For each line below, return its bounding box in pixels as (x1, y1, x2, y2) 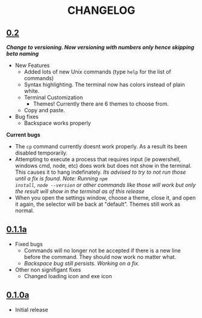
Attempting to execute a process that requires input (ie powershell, (14, 156, 181, 163)
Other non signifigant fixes (14, 266, 81, 273)
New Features (14, 62, 50, 69)
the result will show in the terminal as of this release (14, 188, 145, 195)
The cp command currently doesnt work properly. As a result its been (14, 143, 188, 150)
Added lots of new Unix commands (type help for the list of (24, 68, 172, 75)
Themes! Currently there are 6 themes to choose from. (33, 100, 169, 107)
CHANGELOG (67, 4, 136, 17)
